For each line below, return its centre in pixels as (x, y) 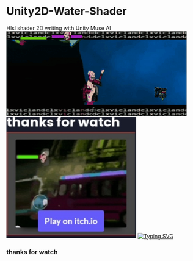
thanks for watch (32, 252)
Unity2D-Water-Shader (67, 11)
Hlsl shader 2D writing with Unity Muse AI (59, 28)
